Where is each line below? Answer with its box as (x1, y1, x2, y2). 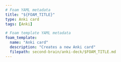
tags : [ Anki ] (5, 21, 33, 27)
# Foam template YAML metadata (5, 31, 71, 36)
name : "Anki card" (10, 40, 49, 45)
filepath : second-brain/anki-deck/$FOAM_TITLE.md (10, 49, 116, 54)
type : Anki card (5, 17, 39, 22)
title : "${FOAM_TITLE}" (5, 12, 55, 17)
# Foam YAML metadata (5, 7, 51, 13)
